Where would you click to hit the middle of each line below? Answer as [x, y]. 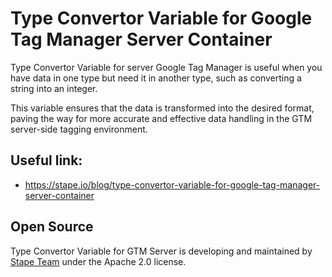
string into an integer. [54, 88]
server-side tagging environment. [79, 129]
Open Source [52, 227]
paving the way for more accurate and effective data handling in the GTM [161, 118]
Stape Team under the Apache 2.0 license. [98, 261]
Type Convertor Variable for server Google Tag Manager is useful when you [166, 67]
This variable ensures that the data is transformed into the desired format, [162, 108]
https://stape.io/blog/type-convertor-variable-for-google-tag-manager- [172, 184]
